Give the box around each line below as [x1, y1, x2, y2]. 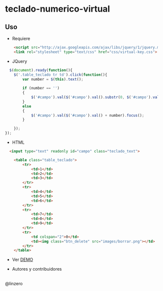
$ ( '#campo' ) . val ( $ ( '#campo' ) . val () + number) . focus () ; [31, 113, 145, 118]
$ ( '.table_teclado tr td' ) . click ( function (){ [14, 72, 108, 77]
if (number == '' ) [22, 86, 60, 91]
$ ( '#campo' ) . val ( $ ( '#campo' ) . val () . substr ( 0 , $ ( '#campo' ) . [31, 95, 153, 100]
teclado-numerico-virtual [5, 3, 110, 15]
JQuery [12, 58, 28, 64]
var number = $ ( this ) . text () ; [22, 77, 83, 82]
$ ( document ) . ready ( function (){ [9, 68, 73, 72]
